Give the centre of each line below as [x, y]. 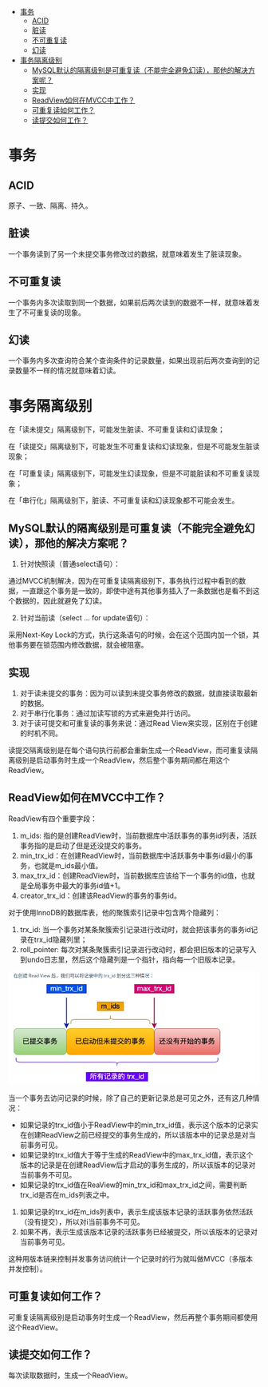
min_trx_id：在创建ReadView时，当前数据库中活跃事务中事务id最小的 [133, 855]
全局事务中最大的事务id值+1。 [76, 885]
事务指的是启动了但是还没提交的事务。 [83, 845]
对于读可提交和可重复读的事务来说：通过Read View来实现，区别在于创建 [138, 723]
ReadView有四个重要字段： [53, 819]
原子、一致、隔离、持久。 [50, 205]
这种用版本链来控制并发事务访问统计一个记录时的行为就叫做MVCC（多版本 [131, 1258]
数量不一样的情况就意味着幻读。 [67, 371]
